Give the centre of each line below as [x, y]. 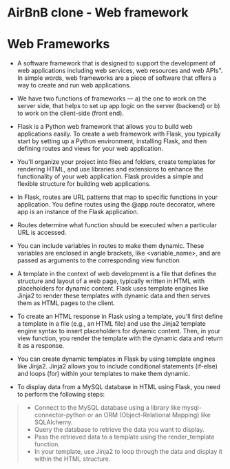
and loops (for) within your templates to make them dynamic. [104, 374]
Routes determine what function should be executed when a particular [117, 225]
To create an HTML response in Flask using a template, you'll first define [120, 316]
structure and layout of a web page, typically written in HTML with [111, 281]
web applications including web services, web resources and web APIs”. [119, 71]
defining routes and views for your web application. [90, 149]
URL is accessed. [42, 233]
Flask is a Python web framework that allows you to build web [105, 127]
